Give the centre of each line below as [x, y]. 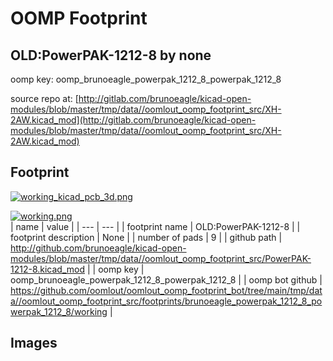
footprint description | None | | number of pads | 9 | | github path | [146, 237]
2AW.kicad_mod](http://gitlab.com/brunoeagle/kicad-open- [133, 120]
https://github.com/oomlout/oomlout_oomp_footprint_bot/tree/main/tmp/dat [166, 290]
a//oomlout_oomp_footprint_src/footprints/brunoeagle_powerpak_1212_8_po [166, 301]
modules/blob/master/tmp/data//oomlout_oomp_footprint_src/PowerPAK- [161, 258]
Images [34, 343]
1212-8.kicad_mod [48, 269]
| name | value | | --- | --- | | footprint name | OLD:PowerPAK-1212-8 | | [155, 226]
